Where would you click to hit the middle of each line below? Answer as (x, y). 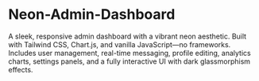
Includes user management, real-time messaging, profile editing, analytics (130, 53)
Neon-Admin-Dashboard (92, 15)
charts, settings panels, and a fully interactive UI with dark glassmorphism (129, 61)
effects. (21, 69)
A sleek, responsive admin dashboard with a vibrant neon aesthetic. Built (128, 36)
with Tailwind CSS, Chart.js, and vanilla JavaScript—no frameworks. (120, 44)
